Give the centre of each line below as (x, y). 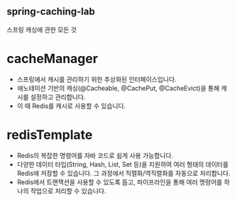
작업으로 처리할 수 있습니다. (68, 191)
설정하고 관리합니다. (58, 97)
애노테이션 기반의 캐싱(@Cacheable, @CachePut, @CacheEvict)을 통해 (118, 88)
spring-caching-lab (51, 12)
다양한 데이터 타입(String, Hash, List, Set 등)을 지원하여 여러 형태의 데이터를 (122, 164)
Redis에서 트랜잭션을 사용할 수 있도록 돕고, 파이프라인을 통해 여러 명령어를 (120, 182)
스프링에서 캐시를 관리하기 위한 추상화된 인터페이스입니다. (97, 79)
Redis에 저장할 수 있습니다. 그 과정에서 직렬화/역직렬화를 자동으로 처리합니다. (124, 173)
